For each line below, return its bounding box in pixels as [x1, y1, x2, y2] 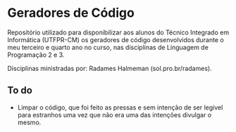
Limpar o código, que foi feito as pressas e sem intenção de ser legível [17, 103, 223, 112]
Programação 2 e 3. [7, 51, 65, 59]
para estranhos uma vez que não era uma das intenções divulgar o [17, 110, 212, 119]
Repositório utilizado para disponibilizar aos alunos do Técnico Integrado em [7, 28, 230, 37]
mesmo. [17, 118, 42, 126]
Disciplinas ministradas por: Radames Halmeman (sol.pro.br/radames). [7, 64, 213, 72]
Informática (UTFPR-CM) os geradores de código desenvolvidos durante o [7, 35, 224, 44]
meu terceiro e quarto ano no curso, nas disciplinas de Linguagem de [7, 43, 209, 51]
